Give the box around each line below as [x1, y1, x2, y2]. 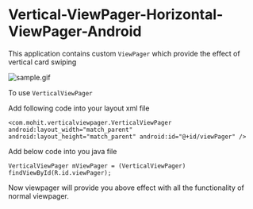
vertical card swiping [8, 57, 77, 67]
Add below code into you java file [8, 146, 117, 156]
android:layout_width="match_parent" [8, 126, 133, 134]
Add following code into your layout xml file [8, 103, 150, 113]
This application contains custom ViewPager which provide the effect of [8, 48, 240, 58]
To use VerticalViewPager [8, 87, 93, 97]
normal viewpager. [8, 191, 69, 200]
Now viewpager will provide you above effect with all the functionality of [8, 183, 244, 192]
